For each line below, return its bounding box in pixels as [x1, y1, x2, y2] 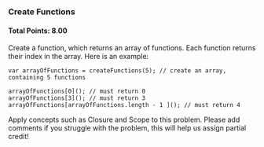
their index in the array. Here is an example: [8, 52, 149, 61]
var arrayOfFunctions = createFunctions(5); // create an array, [8, 67, 226, 75]
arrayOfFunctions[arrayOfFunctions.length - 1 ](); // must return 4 [8, 101, 241, 109]
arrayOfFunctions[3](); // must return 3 [8, 94, 146, 102]
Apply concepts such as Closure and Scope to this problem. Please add [8, 115, 240, 124]
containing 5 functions [8, 74, 86, 82]
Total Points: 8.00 [8, 26, 68, 35]
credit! [8, 132, 29, 141]
